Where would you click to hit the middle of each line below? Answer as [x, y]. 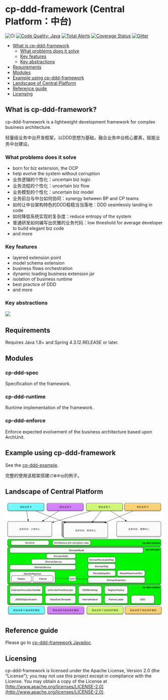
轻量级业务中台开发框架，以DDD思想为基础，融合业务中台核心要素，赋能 [80, 138]
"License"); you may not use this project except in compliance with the [78, 676]
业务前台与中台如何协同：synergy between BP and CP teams [76, 199]
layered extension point [37, 258]
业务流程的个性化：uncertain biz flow [51, 186]
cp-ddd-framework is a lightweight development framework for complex [80, 121]
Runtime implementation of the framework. [50, 408]
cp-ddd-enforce [25, 421]
